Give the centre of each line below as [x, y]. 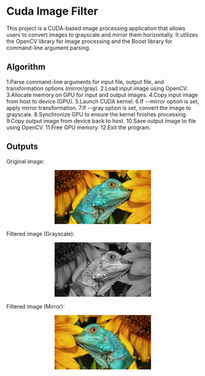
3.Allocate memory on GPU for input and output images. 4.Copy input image [102, 95]
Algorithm [26, 67]
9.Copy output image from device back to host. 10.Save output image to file [101, 121]
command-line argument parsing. [48, 48]
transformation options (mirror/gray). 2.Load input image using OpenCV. [97, 88]
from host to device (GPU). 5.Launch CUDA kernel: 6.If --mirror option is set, [103, 101]
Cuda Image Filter [52, 11]
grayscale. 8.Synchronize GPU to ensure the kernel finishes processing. [97, 114]
